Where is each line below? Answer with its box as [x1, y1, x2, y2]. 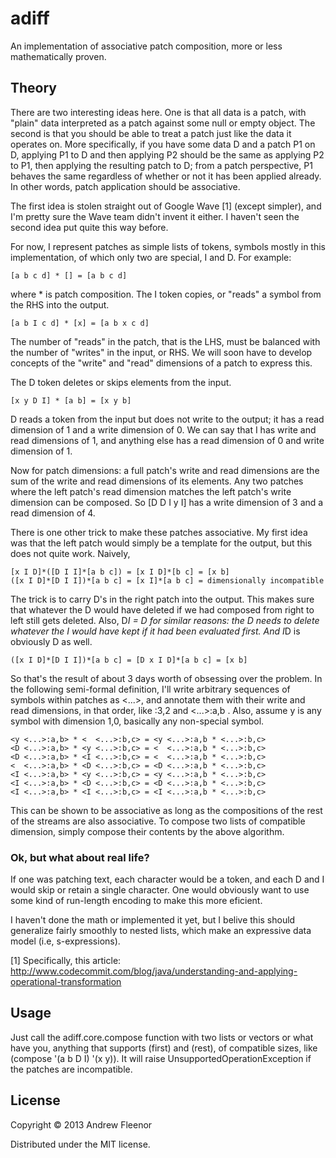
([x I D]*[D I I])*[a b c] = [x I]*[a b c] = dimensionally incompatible [10, 575, 325, 586]
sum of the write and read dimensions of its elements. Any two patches [10, 475, 304, 487]
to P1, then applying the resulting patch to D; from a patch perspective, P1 [10, 159, 313, 171]
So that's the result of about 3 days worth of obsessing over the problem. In [10, 672, 323, 684]
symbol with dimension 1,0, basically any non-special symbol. [10, 715, 265, 727]
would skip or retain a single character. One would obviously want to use [10, 884, 310, 896]
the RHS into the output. [10, 298, 110, 311]
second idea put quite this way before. [10, 221, 169, 233]
